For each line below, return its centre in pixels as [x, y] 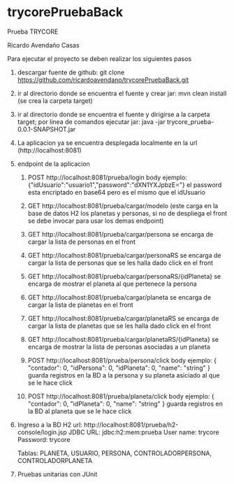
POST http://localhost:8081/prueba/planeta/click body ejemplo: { [121, 396]
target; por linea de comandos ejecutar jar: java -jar [91, 122]
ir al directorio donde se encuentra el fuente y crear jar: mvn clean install [122, 93]
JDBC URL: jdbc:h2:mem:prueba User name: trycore [144, 432]
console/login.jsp [42, 432]
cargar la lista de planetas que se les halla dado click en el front [119, 326]
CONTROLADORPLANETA [55, 460]
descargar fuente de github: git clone [71, 72]
